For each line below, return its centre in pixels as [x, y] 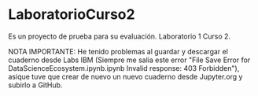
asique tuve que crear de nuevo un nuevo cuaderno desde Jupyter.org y [125, 76]
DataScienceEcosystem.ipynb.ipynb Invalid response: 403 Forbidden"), [124, 68]
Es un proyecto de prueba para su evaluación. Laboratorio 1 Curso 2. [119, 36]
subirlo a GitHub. [35, 85]
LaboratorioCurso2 [72, 15]
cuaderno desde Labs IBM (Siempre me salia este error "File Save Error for [129, 60]
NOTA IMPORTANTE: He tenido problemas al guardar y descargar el [118, 51]
